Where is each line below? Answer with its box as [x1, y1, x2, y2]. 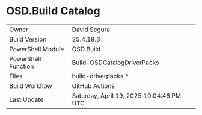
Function [9, 62, 34, 70]
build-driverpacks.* [72, 72, 129, 80]
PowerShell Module [9, 45, 64, 53]
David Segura [72, 25, 110, 34]
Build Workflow [9, 81, 52, 90]
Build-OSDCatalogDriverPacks [72, 58, 159, 67]
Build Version [9, 35, 47, 43]
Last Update [9, 95, 44, 104]
